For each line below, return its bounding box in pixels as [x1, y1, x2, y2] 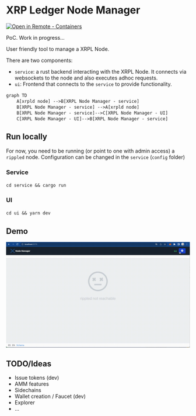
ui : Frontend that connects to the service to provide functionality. [14, 80, 172, 88]
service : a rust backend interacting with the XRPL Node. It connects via [14, 68, 187, 75]
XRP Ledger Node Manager [6, 4, 141, 17]
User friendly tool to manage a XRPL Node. [6, 45, 110, 53]
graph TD [6, 92, 27, 98]
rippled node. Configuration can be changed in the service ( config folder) [6, 153, 185, 161]
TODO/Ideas [6, 359, 52, 369]
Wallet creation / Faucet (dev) [14, 393, 86, 400]
